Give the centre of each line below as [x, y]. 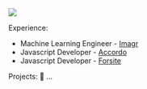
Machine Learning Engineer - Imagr [79, 43]
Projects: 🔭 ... [30, 76]
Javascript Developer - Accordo [73, 52]
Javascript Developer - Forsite [70, 61]
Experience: [28, 28]
